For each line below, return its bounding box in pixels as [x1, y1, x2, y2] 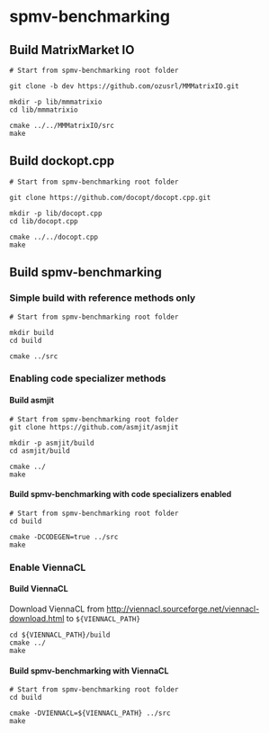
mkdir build [9, 328, 54, 337]
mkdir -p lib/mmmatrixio [9, 97, 103, 106]
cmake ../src [9, 351, 58, 361]
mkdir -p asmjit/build [9, 439, 94, 448]
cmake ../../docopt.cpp [9, 232, 99, 241]
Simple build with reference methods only [9, 292, 196, 304]
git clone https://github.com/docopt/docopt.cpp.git [9, 193, 211, 202]
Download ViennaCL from [9, 603, 105, 614]
